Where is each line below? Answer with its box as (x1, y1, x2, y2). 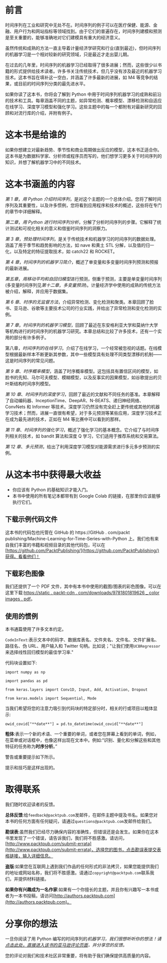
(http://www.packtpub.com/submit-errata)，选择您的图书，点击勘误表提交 (5, 847, 157, 853)
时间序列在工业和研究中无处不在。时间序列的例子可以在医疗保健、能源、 (5, 22, 153, 28)
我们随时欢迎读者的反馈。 (5, 801, 58, 807)
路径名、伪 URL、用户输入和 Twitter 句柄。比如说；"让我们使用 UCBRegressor (5, 643, 161, 649)
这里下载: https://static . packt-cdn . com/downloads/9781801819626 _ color (5, 590, 160, 596)
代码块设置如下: (5, 660, 37, 666)
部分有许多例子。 (13, 334, 49, 340)
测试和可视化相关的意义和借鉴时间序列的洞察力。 (9, 225, 110, 231)
